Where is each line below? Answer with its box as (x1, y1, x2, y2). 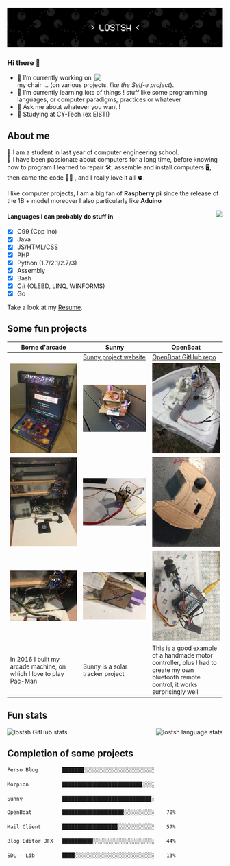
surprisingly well (152, 688, 199, 696)
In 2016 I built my (10, 655, 60, 663)
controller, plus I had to (152, 659, 217, 667)
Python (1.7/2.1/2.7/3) (16, 258, 77, 267)
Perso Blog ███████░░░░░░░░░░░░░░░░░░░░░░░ (7, 767, 155, 773)
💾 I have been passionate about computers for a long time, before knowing (7, 156, 218, 164)
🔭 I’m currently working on (16, 73, 92, 82)
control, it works (152, 680, 198, 689)
